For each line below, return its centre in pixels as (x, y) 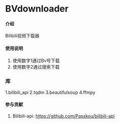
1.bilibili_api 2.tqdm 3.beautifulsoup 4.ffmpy (50, 92)
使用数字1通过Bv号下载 (36, 60)
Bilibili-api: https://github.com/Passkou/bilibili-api (64, 116)
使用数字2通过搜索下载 (36, 67)
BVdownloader (37, 9)
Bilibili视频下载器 (22, 36)
